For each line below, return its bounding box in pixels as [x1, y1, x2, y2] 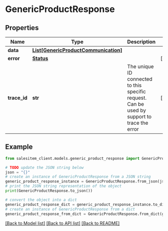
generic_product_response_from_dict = [5, 211, 86, 216]
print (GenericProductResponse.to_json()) [5, 188, 93, 193]
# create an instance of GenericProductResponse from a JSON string [5, 174, 151, 179]
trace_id [7, 94, 27, 101]
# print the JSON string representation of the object [5, 184, 122, 189]
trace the [127, 119, 148, 126]
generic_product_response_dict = [5, 202, 75, 207]
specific [127, 88, 146, 95]
